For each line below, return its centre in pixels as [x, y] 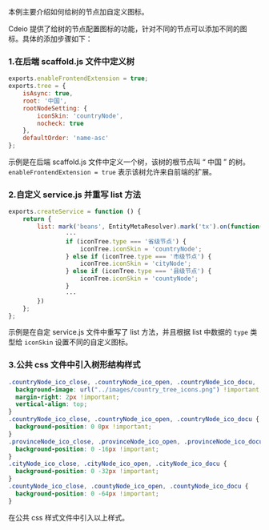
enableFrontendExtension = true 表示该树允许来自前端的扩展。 [112, 172]
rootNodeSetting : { [55, 108]
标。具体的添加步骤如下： [50, 39]
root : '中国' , [45, 101]
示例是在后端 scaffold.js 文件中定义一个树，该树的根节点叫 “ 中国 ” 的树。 [129, 162]
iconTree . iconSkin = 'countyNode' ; [139, 279]
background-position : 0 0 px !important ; [84, 427]
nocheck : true [60, 123]
